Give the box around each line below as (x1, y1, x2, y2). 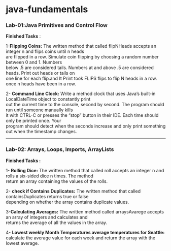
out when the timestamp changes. (6, 129, 77, 135)
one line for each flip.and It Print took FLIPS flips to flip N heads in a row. (6, 75, 157, 82)
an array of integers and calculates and (6, 214, 88, 220)
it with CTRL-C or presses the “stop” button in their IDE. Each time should (6, 112, 159, 118)
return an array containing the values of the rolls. (6, 178, 108, 184)
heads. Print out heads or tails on (6, 70, 75, 76)
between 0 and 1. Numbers (6, 59, 62, 66)
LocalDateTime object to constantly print (6, 96, 91, 102)
